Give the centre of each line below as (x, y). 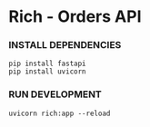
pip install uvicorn (48, 72)
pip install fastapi (48, 64)
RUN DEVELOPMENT (55, 94)
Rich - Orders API (75, 17)
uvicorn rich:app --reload (60, 113)
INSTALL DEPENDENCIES (65, 45)
